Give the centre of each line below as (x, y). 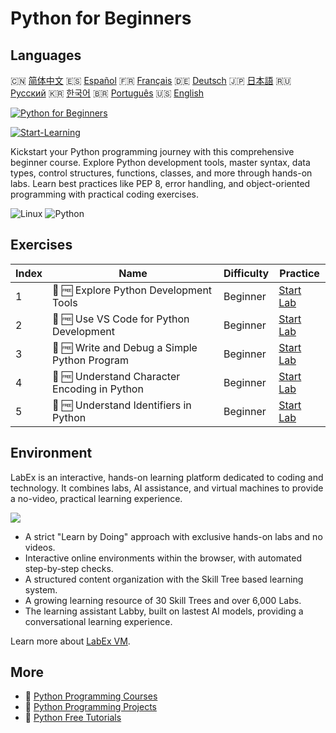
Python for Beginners (101, 18)
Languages (46, 55)
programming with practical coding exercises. (104, 194)
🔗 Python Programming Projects (90, 707)
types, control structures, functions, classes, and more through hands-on (161, 173)
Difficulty (246, 273)
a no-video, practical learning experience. (96, 498)
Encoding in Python (98, 389)
